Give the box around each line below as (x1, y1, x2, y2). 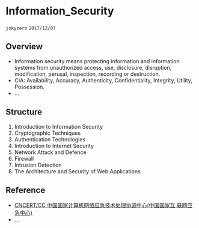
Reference (5, 185, 46, 195)
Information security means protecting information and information (14, 57, 180, 64)
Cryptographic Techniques (14, 129, 81, 137)
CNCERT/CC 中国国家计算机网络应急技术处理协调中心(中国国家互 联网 (14, 202, 188, 209)
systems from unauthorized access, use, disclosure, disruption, (14, 64, 172, 71)
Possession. (14, 83, 44, 90)
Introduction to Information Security (14, 123, 103, 130)
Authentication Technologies (14, 135, 85, 143)
